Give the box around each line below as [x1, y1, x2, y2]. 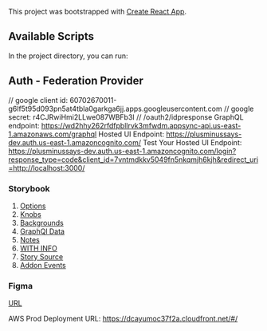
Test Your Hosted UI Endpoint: [143, 137, 242, 147]
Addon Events [19, 260, 66, 270]
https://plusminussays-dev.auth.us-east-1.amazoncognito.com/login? [8, 146, 237, 156]
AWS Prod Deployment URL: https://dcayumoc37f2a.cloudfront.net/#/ [8, 314, 238, 324]
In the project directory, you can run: [8, 51, 128, 61]
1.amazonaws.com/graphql [8, 129, 97, 139]
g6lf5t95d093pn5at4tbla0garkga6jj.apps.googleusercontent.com [8, 104, 222, 113]
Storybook [8, 183, 50, 194]
